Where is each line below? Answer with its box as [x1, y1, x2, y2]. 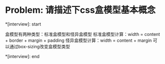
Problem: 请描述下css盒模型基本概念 [5, 4, 156, 16]
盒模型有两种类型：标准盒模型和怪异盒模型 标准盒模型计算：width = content [5, 31, 160, 37]
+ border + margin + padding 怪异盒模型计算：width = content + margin [5, 37, 152, 43]
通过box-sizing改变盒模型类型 [9, 43, 70, 49]
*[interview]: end [5, 53, 40, 59]
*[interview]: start [5, 21, 41, 27]
